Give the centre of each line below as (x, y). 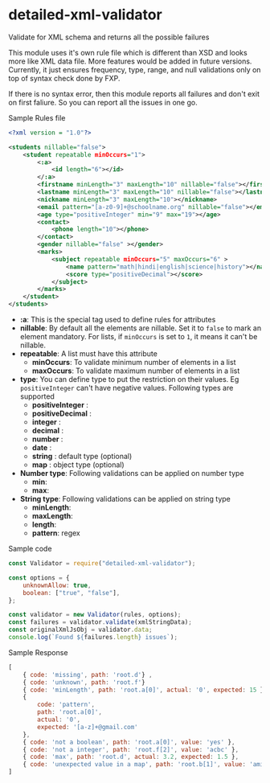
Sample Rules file (37, 117)
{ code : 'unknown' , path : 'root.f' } (84, 682)
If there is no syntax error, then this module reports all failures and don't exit (134, 93)
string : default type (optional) (82, 457)
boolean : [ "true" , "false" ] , (72, 592)
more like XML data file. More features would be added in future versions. (130, 61)
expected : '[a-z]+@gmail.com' (88, 727)
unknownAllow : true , (57, 585)
